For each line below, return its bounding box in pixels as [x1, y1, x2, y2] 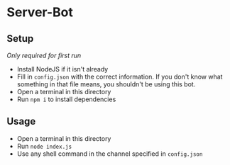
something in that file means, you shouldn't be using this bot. [16, 80, 196, 89]
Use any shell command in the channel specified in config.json [16, 149, 203, 158]
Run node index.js [16, 142, 72, 150]
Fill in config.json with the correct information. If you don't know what [16, 72, 223, 81]
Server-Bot [6, 4, 74, 21]
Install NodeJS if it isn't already [16, 65, 109, 73]
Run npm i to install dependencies [16, 95, 116, 103]
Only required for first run [6, 51, 82, 59]
